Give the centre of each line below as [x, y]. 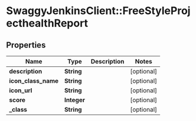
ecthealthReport [47, 23]
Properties [26, 45]
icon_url [21, 90]
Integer [75, 100]
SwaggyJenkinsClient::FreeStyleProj [98, 11]
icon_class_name [34, 81]
